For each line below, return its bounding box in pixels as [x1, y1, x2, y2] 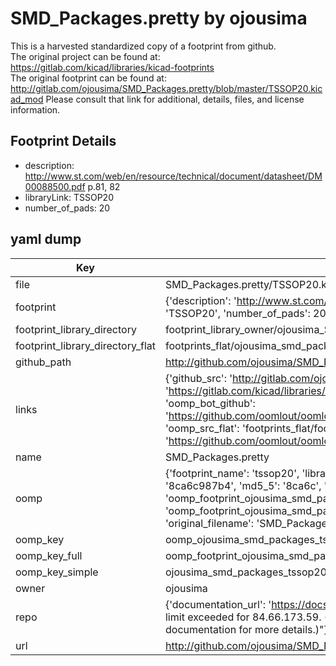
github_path [15, 355, 72, 369]
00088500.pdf [24, 180, 86, 192]
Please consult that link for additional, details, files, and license [45, 93, 305, 105]
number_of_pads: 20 [24, 202, 111, 214]
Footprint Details [10, 133, 117, 150]
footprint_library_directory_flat [15, 338, 156, 352]
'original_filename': [164, 516, 255, 530]
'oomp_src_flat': [164, 421, 240, 435]
